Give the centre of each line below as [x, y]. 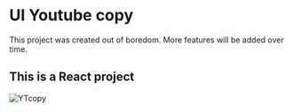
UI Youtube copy [71, 15]
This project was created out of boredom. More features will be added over [146, 40]
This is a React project [72, 77]
